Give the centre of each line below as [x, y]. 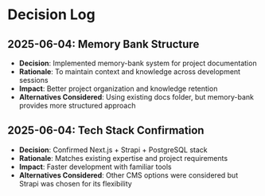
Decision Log [52, 15]
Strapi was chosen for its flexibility [75, 183]
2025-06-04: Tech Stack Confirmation [106, 130]
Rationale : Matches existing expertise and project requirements [123, 158]
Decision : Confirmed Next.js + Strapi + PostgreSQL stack [113, 150]
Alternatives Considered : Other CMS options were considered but [129, 175]
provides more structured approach [77, 106]
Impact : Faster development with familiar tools [95, 167]
